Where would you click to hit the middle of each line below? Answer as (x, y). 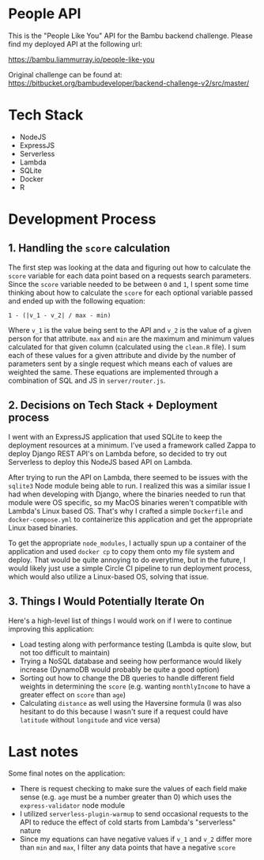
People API (45, 14)
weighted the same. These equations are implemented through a (113, 372)
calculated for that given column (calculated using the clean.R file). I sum (127, 347)
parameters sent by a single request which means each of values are (121, 364)
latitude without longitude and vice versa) (90, 719)
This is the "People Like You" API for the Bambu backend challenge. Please (130, 36)
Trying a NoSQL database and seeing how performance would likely (131, 661)
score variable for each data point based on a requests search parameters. (130, 275)
